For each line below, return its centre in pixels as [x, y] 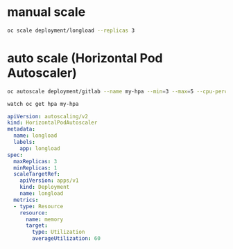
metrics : [26, 200]
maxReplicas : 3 [35, 161]
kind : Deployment [45, 187]
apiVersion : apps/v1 [49, 181]
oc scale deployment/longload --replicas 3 [71, 30]
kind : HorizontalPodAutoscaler [52, 123]
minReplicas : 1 [35, 168]
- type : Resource [38, 206]
